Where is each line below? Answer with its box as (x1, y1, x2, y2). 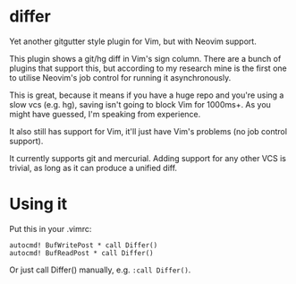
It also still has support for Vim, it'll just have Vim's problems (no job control (9, 125, 288, 136)
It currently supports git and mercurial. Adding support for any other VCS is (9, 152, 286, 163)
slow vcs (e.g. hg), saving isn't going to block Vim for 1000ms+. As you (9, 99, 271, 109)
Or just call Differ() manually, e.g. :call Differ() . (9, 264, 191, 275)
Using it (9, 194, 68, 214)
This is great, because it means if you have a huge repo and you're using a (9, 90, 284, 100)
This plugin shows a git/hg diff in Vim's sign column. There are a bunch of (9, 53, 282, 64)
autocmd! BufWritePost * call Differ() (9, 240, 158, 250)
